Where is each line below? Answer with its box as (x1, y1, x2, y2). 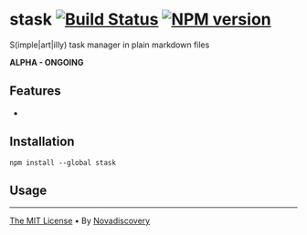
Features (9, 83, 61, 99)
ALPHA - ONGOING (9, 56, 84, 67)
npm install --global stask (9, 158, 117, 168)
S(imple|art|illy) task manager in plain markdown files (9, 39, 210, 50)
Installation (9, 134, 75, 149)
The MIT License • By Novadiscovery (9, 215, 151, 227)
